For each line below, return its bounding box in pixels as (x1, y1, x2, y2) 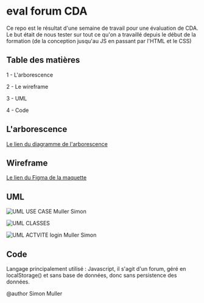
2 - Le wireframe (6, 83, 49, 90)
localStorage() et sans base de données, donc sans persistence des (6, 272, 177, 279)
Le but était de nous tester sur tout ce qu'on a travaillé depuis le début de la (6, 30, 196, 38)
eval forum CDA (6, 4, 88, 18)
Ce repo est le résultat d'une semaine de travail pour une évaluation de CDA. (6, 24, 199, 32)
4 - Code (6, 106, 29, 114)
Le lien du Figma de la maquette (6, 174, 87, 181)
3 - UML (6, 94, 27, 102)
